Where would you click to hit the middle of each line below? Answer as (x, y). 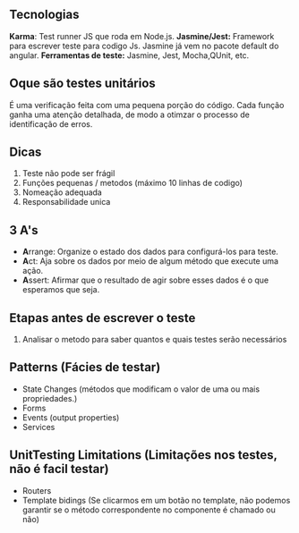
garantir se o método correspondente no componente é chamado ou (149, 510)
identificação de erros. (51, 123)
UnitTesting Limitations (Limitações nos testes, (143, 455)
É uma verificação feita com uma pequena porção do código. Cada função (147, 105)
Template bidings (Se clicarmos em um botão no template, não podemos (156, 500)
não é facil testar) (59, 469)
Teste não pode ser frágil (68, 173)
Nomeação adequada (62, 192)
